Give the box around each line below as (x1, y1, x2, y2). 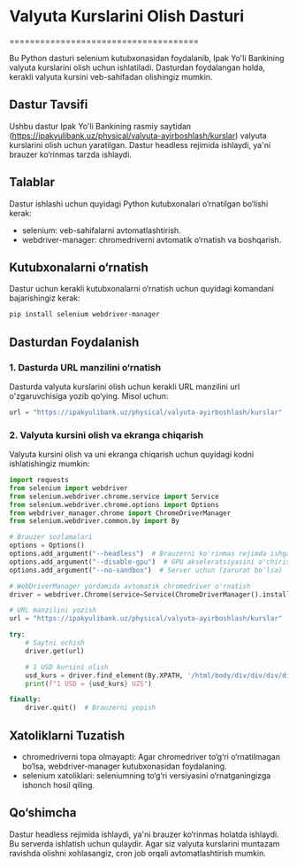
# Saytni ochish (25, 638, 86, 648)
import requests (9, 476, 69, 485)
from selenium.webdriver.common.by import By (9, 517, 179, 526)
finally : (9, 695, 42, 704)
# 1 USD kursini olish (25, 662, 109, 671)
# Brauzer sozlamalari (9, 533, 93, 542)
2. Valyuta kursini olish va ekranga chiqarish (9, 428, 204, 441)
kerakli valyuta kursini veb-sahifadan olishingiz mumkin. (9, 71, 213, 82)
